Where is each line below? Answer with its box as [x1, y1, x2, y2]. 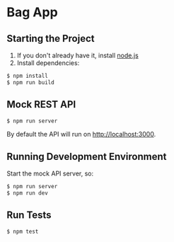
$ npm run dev [6, 190, 49, 197]
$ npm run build [6, 79, 54, 86]
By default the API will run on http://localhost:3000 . [6, 130, 156, 139]
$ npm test [6, 228, 39, 235]
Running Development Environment [6, 150, 167, 163]
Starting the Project [6, 33, 95, 45]
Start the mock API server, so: [6, 169, 94, 178]
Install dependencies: [16, 59, 80, 67]
